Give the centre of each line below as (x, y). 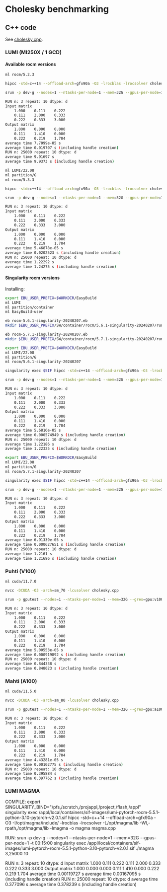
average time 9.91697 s (30, 157)
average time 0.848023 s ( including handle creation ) (62, 669)
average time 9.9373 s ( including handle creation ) (60, 162)
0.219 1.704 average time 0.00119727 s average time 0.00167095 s (73, 874)
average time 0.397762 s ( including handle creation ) (62, 778)
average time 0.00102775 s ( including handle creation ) (64, 764)
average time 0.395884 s (31, 774)
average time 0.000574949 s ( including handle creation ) (65, 435)
